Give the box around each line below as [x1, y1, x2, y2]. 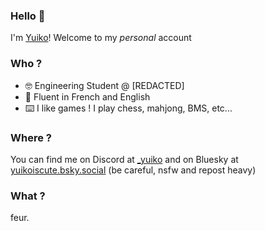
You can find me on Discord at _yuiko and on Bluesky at [10, 153, 239, 165]
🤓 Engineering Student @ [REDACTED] [24, 79, 185, 91]
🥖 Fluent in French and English [24, 90, 151, 103]
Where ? [10, 130, 52, 144]
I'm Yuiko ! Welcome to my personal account [10, 32, 192, 44]
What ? [10, 189, 46, 203]
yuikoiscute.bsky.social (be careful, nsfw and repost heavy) [10, 164, 257, 176]
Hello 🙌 [10, 9, 46, 23]
